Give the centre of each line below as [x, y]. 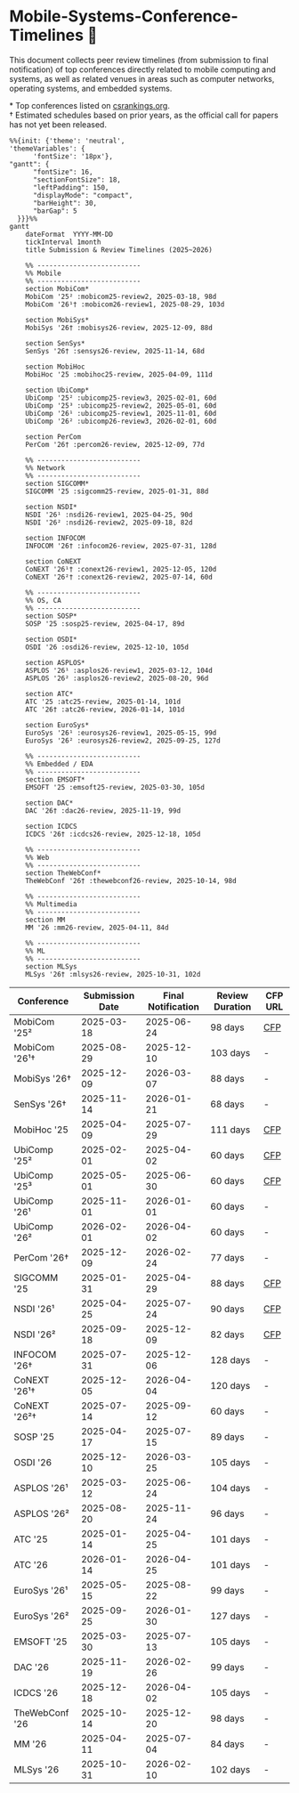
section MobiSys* [57, 320]
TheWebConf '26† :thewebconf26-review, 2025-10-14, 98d [131, 880]
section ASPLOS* [56, 662]
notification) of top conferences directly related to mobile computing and [142, 69]
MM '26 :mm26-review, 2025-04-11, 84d [97, 928]
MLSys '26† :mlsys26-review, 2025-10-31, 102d [113, 974]
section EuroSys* [57, 725]
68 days [227, 1104]
